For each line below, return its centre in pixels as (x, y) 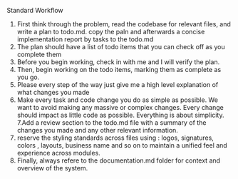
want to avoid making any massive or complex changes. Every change (120, 107)
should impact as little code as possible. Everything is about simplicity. (120, 115)
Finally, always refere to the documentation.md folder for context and (119, 160)
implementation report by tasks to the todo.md (85, 39)
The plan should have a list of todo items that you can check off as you (121, 47)
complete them (39, 54)
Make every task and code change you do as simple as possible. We (118, 100)
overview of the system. (52, 168)
